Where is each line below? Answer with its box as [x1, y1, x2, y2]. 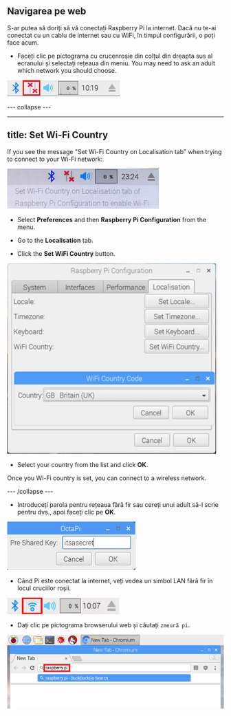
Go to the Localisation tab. [16, 236, 94, 244]
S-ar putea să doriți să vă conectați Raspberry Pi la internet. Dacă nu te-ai [7, 23, 217, 32]
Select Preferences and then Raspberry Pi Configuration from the [16, 215, 207, 224]
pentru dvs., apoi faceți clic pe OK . [16, 508, 116, 516]
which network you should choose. [16, 66, 117, 74]
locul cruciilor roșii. [16, 584, 71, 592]
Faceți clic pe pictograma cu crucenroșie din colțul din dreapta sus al [16, 52, 213, 60]
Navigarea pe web [7, 6, 87, 17]
